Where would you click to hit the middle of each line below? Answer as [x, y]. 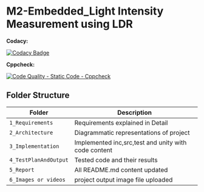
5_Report [22, 170]
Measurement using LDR [70, 24]
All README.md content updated [121, 170]
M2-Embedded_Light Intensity [85, 11]
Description [134, 112]
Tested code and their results [116, 160]
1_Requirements [31, 122]
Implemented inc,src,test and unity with [131, 142]
